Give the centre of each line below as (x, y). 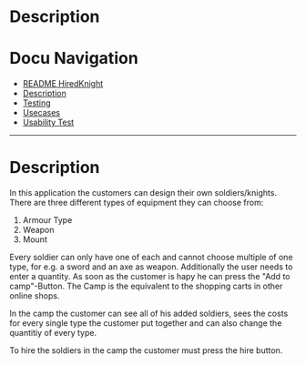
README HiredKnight (63, 84)
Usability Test (48, 122)
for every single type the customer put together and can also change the (146, 323)
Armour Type (47, 220)
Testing (37, 103)
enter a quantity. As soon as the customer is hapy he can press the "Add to (150, 277)
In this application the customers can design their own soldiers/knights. (143, 193)
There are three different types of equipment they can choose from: (137, 203)
